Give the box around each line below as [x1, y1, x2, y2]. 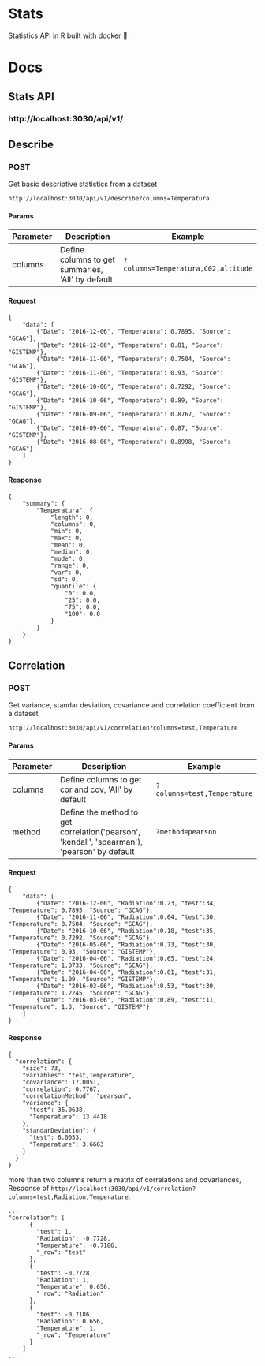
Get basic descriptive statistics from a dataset [8, 179, 158, 189]
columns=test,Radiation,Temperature [8, 1193, 129, 1201]
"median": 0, [50, 547, 93, 556]
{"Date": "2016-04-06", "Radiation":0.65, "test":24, [36, 954, 217, 962]
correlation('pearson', [59, 826, 140, 837]
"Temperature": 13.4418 [28, 1113, 108, 1121]
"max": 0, [50, 534, 83, 542]
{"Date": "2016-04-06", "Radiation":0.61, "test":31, [36, 968, 217, 976]
